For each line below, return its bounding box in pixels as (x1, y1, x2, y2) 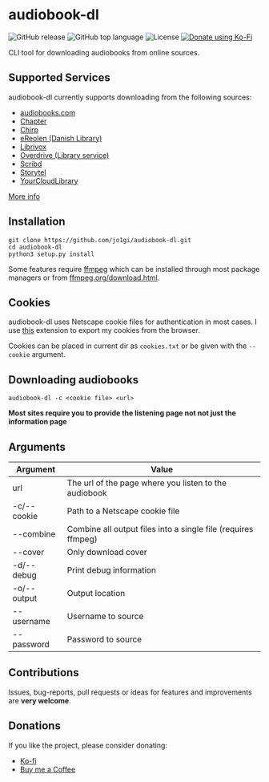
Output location (66, 588, 126, 598)
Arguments (8, 440, 66, 454)
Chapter (19, 116, 47, 126)
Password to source (66, 634, 143, 645)
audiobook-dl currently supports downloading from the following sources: (8, 92, 252, 102)
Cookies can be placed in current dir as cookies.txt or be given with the (8, 341, 247, 350)
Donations (8, 719, 62, 733)
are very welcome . (8, 695, 71, 705)
